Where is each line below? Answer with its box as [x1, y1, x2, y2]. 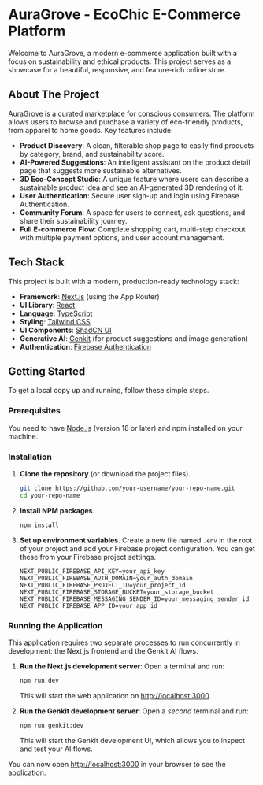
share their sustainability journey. [19, 216, 128, 225]
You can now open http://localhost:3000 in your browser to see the [8, 759, 226, 768]
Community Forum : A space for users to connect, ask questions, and [19, 207, 246, 217]
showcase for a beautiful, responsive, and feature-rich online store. [8, 65, 227, 74]
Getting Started [8, 365, 86, 378]
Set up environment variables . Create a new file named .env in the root [19, 535, 253, 545]
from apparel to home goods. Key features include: [8, 125, 173, 135]
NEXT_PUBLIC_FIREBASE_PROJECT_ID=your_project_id [19, 581, 187, 589]
